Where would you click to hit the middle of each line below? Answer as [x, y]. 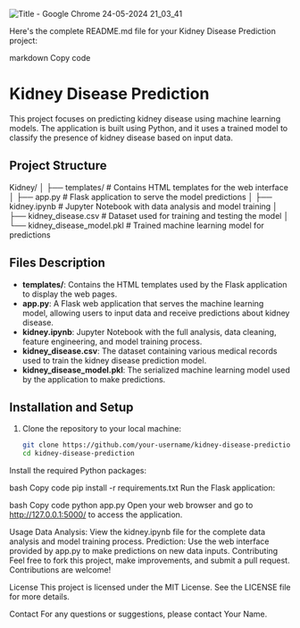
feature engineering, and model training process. [112, 341]
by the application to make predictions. [94, 379]
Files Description [57, 263]
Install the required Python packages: [78, 471]
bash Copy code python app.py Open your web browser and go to [131, 506]
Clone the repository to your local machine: [101, 429]
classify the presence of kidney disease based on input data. [121, 138]
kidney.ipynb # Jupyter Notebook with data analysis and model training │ [144, 206]
